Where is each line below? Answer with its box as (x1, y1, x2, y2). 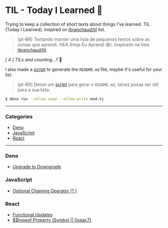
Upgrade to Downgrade (12, 164, 61, 170)
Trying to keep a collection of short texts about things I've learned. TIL (5, 21, 150, 27)
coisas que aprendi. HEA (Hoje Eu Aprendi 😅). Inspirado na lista (17, 41, 149, 47)
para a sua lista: (17, 86, 50, 92)
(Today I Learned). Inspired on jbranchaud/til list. (5, 26, 106, 32)
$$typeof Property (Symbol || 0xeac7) (12, 217, 91, 223)
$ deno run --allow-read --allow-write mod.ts (5, 96, 104, 101)
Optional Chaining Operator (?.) (12, 188, 77, 194)
